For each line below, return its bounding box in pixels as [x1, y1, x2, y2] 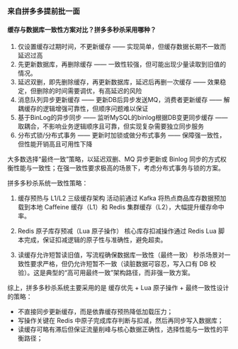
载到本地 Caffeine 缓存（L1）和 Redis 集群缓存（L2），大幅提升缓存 [17, 203, 212, 211]
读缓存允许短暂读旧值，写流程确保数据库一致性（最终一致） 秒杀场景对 [17, 250, 225, 260]
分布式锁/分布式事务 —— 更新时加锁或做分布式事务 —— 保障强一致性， [17, 131, 226, 140]
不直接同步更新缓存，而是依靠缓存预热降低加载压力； [17, 307, 174, 316]
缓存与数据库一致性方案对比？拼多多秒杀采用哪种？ [7, 25, 157, 33]
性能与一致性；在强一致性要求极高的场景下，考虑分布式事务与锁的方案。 [13, 164, 225, 172]
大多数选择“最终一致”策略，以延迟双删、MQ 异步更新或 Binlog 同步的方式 [7, 155, 221, 164]
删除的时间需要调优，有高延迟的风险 [36, 87, 142, 95]
